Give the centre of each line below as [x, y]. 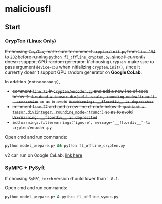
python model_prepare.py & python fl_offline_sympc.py [62, 197]
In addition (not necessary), [33, 82]
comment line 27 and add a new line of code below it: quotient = [78, 106]
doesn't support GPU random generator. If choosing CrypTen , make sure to [80, 61]
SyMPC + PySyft [25, 168]
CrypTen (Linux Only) [31, 41]
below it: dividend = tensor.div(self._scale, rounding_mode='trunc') [83, 96]
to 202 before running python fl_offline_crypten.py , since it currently [75, 57]
